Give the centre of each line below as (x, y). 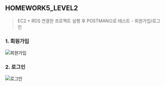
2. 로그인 (15, 67)
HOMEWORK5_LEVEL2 (42, 8)
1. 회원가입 (17, 41)
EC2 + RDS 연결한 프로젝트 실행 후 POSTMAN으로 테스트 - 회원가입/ (85, 21)
